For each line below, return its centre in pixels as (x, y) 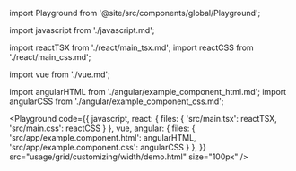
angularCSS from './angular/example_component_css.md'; (117, 101)
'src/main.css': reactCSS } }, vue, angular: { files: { (102, 128)
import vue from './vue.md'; (60, 74)
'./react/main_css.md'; (50, 57)
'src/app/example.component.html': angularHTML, (103, 137)
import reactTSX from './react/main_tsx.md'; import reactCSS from (131, 47)
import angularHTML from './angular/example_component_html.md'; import (148, 92)
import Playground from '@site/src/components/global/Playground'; (135, 13)
